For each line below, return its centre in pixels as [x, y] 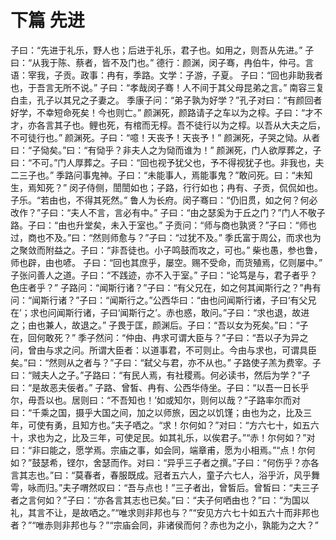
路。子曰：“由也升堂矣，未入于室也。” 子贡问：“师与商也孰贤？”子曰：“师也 [163, 225]
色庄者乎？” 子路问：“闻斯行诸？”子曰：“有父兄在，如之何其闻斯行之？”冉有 [166, 287]
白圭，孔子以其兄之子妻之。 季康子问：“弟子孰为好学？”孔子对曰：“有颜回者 [166, 100]
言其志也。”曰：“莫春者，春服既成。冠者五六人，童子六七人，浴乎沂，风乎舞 [165, 475]
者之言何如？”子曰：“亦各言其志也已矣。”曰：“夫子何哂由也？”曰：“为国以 [160, 500]
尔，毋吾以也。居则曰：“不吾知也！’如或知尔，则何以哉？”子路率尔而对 [155, 400]
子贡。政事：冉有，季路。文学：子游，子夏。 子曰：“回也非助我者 [188, 75]
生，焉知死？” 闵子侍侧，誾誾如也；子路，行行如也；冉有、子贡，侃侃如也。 [167, 187]
